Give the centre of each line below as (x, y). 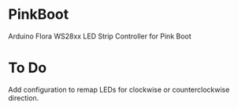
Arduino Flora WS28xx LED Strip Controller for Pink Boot (100, 36)
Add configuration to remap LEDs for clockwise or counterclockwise (119, 89)
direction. (24, 98)
